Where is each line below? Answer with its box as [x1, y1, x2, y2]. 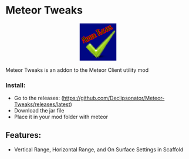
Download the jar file [14, 107, 65, 114]
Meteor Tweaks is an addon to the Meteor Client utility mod [5, 66, 149, 74]
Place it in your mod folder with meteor [14, 113, 109, 121]
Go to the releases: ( [14, 95, 64, 102]
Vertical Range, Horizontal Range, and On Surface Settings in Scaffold [14, 145, 184, 153]
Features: [5, 130, 42, 140]
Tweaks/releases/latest [14, 101, 71, 108]
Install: [5, 81, 26, 89]
